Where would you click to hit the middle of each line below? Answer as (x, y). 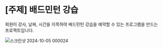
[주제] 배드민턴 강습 (42, 10)
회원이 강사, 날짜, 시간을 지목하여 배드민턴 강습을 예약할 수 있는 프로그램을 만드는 (81, 24)
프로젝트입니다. (19, 30)
